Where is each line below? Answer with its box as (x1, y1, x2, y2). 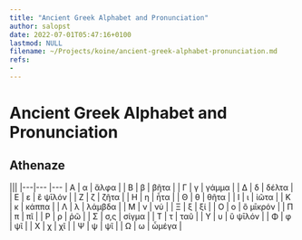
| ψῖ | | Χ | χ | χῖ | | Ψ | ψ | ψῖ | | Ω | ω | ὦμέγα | (9, 220, 182, 231)
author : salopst (9, 22, 71, 31)
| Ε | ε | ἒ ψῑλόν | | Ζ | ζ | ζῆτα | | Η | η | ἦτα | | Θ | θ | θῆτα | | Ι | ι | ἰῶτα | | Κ (9, 191, 292, 202)
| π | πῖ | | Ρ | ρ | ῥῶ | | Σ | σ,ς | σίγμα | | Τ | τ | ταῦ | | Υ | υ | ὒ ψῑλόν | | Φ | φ (9, 210, 292, 222)
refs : (9, 55, 30, 64)
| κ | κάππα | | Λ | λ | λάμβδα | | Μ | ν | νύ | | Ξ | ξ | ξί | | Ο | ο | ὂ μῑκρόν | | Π (9, 201, 294, 212)
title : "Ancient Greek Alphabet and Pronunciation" (9, 13, 209, 23)
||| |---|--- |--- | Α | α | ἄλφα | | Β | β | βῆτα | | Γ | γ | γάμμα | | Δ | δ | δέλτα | (9, 182, 294, 193)
